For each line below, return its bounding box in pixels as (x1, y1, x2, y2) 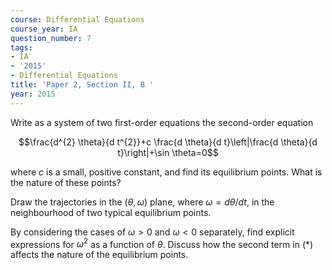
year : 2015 (10, 89, 56, 99)
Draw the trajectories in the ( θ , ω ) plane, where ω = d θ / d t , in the (10, 196, 275, 208)
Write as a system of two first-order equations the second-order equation (10, 116, 314, 128)
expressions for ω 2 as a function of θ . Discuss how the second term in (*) (10, 236, 314, 250)
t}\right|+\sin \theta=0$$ (117, 146, 219, 158)
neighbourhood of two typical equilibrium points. (10, 206, 212, 218)
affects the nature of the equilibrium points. (10, 249, 189, 261)
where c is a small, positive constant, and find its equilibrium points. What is (10, 166, 323, 178)
